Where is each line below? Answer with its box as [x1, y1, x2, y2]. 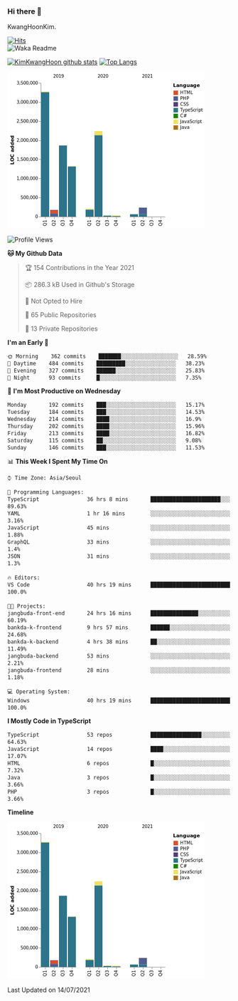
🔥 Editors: [7, 574, 40, 581]
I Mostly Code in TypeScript [7, 717, 91, 725]
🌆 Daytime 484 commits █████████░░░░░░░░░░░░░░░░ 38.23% [7, 360, 205, 368]
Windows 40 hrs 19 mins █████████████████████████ [7, 697, 231, 705]
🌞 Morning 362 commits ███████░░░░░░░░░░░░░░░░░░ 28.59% [7, 353, 207, 361]
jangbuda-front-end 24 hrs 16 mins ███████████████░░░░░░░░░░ [7, 610, 231, 617]
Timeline [7, 808, 34, 816]
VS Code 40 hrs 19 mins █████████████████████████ [7, 581, 231, 588]
